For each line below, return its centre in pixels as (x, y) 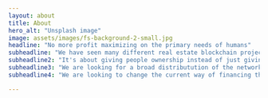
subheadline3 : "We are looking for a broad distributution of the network (135, 68)
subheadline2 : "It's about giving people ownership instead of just (124, 61)
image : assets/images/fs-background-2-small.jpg (91, 38)
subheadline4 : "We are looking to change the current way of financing (130, 75)
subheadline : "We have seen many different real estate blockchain (123, 53)
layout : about (32, 16)
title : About (30, 23)
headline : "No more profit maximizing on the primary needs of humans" (130, 45)
